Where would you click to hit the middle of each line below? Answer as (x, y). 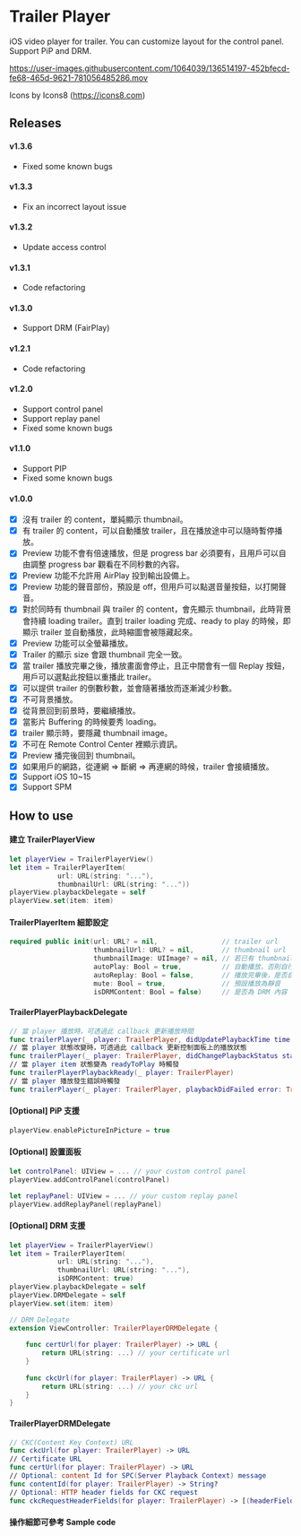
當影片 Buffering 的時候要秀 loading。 (91, 721)
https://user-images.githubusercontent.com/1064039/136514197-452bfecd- (150, 68)
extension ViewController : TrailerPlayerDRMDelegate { (114, 1328)
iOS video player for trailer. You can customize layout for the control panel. (146, 41)
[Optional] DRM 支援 (47, 1226)
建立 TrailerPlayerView (52, 839)
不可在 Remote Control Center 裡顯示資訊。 (102, 744)
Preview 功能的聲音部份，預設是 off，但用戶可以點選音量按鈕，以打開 (150, 587)
